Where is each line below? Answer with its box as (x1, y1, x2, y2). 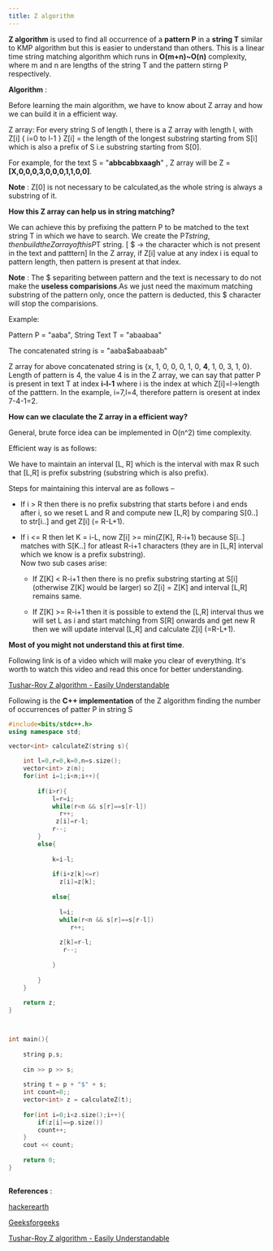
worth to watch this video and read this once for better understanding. (8, 664, 244, 674)
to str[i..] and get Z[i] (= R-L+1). (19, 516, 125, 526)
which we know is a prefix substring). (19, 549, 146, 559)
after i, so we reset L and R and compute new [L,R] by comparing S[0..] (19, 507, 258, 517)
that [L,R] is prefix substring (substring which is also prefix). (8, 467, 209, 477)
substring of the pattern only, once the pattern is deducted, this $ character (8, 289, 262, 299)
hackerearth (8, 1201, 50, 1211)
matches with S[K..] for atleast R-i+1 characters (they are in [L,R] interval (19, 541, 264, 550)
